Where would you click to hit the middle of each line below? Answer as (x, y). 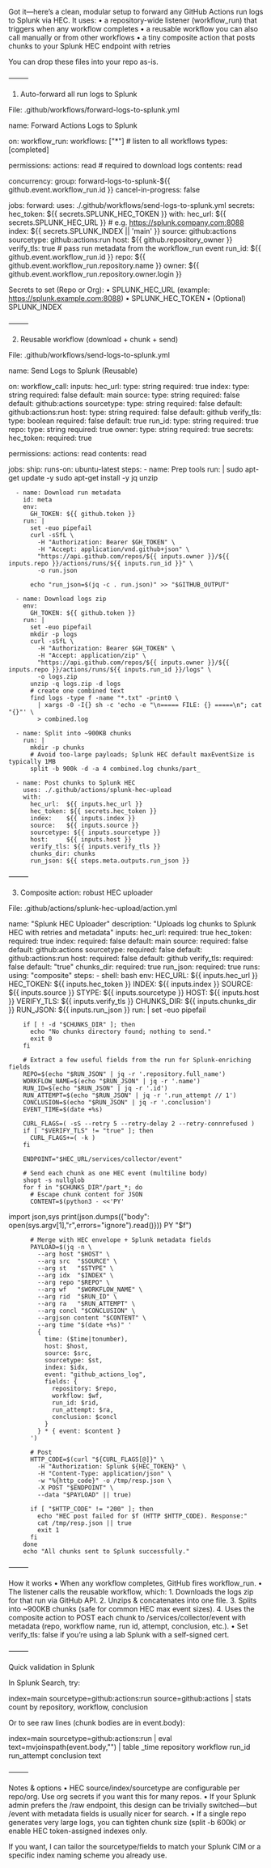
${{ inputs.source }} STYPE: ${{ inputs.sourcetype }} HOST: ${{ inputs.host (134, 993)
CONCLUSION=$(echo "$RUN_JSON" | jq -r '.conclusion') (117, 1103)
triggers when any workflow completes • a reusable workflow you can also (133, 29)
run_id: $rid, (75, 1403)
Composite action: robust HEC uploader (87, 892)
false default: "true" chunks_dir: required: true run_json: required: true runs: (134, 967)
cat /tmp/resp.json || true (85, 1523)
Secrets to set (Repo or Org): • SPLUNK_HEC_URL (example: (109, 290)
